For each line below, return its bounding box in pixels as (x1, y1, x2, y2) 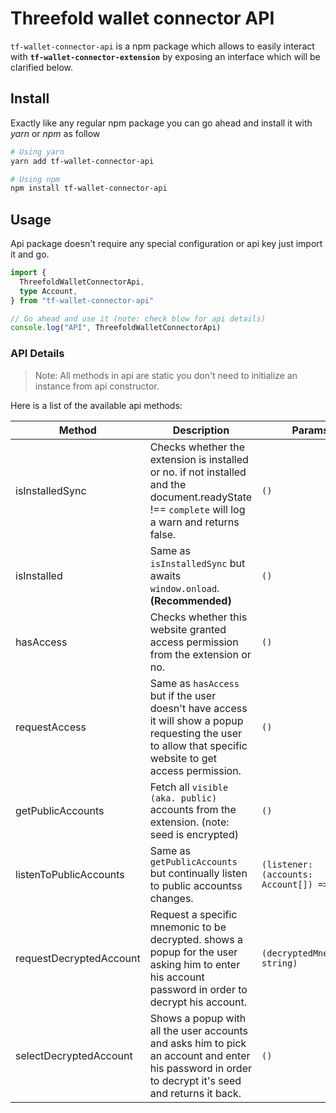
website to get (149, 751, 217, 765)
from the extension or (149, 647, 252, 661)
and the (149, 477, 187, 491)
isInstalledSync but (149, 556, 246, 570)
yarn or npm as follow (10, 127, 101, 139)
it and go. (10, 248, 50, 261)
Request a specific (149, 907, 238, 921)
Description (172, 423, 230, 437)
